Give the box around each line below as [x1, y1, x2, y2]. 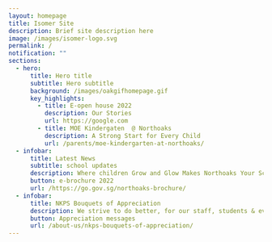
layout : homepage [8, 11, 67, 20]
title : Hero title [29, 72, 92, 80]
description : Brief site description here [8, 27, 154, 35]
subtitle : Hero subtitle [29, 79, 114, 87]
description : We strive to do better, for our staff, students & [29, 207, 255, 215]
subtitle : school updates [29, 162, 117, 170]
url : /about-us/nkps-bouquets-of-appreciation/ [29, 222, 194, 230]
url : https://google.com [44, 117, 129, 125]
